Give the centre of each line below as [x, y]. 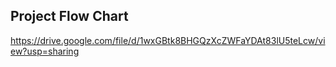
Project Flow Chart [69, 16]
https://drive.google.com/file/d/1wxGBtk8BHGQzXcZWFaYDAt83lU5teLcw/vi [168, 40]
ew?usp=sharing [45, 51]
